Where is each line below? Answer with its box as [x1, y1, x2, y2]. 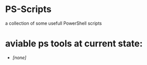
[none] [12, 54, 27, 60]
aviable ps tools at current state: [5, 38, 143, 49]
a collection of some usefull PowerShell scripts [5, 20, 102, 26]
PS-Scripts [5, 4, 52, 15]
